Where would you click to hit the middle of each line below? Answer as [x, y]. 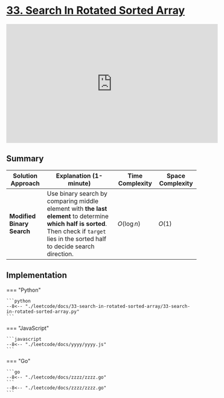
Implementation [37, 275]
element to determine [78, 216]
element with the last [77, 208]
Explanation [73, 176]
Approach [25, 183]
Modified [23, 216]
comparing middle [72, 201]
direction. [60, 254]
